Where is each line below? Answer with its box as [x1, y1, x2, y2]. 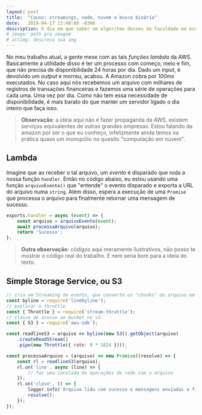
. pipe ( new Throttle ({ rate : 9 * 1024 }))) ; [17, 342, 128, 348]
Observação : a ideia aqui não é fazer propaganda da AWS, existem [20, 116, 188, 123]
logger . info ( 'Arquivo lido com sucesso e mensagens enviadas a [28, 387, 189, 393]
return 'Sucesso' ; [17, 229, 63, 236]
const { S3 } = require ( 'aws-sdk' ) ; [6, 320, 98, 326]
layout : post [6, 8, 39, 15]
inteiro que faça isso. [6, 105, 58, 111]
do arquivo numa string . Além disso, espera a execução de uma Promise [6, 188, 186, 195]
